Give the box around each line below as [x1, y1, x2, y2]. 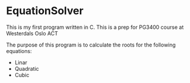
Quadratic [14, 65, 40, 72]
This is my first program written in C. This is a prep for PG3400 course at [6, 24, 184, 31]
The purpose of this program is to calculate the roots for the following [6, 41, 176, 48]
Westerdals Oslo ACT [6, 29, 58, 36]
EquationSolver [6, 4, 84, 18]
